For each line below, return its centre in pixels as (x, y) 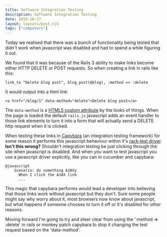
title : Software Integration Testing (44, 10)
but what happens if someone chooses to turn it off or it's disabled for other (83, 205)
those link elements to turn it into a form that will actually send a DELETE (80, 121)
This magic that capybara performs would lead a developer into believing (80, 189)
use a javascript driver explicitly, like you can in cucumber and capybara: (80, 157)
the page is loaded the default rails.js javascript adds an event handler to (82, 116)
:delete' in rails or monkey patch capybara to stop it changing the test (77, 225)
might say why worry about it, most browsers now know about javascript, (81, 199)
